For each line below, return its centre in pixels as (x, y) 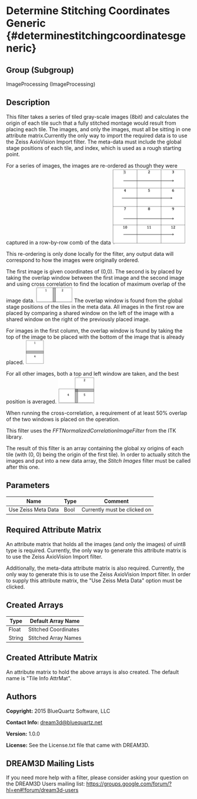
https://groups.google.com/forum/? (129, 784)
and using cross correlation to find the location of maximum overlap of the (96, 284)
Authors (21, 697)
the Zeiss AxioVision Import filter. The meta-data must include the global (94, 142)
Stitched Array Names (55, 638)
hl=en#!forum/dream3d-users (42, 790)
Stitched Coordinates (54, 630)
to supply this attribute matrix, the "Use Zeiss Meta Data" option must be (94, 580)
